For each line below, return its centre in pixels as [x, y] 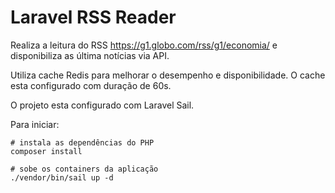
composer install [46, 151]
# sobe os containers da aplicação [84, 169]
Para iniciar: [35, 124]
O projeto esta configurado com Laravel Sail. [102, 105]
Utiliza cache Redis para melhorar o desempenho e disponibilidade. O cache [168, 75]
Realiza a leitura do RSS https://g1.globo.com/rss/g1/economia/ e [144, 45]
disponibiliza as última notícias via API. [90, 55]
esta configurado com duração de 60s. [91, 85]
